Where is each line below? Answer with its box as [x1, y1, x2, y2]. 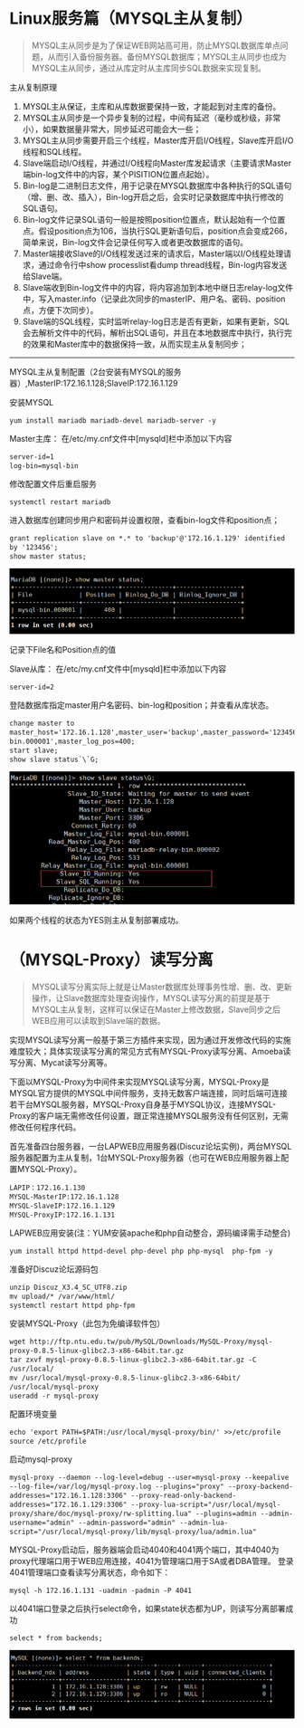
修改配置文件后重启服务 [9, 478, 97, 489]
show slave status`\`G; [9, 755, 100, 764]
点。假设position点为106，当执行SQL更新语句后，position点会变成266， [22, 225, 292, 236]
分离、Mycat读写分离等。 [16, 1057, 112, 1068]
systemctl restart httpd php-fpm [9, 1301, 136, 1311]
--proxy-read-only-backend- [130, 1491, 237, 1501]
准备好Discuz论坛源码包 [9, 1264, 99, 1275]
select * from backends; [9, 1634, 103, 1643]
